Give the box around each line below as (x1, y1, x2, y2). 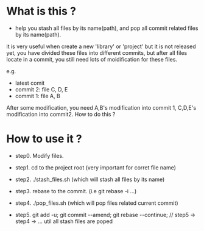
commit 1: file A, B (15, 92, 61, 99)
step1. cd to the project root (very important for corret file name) (15, 163, 177, 171)
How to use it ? (6, 132, 82, 146)
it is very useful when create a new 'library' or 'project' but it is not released (6, 43, 196, 50)
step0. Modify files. (15, 152, 64, 159)
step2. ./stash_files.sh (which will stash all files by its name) (15, 176, 165, 183)
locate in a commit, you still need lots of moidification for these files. (6, 55, 178, 63)
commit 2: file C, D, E (15, 85, 68, 93)
